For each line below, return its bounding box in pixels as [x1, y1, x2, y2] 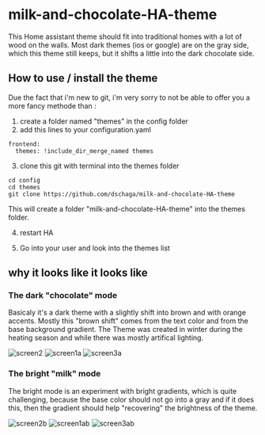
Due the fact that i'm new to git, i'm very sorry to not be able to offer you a [8, 93, 251, 102]
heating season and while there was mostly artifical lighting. [8, 333, 204, 342]
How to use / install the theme [8, 71, 158, 85]
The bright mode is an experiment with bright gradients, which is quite [8, 386, 237, 395]
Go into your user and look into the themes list [19, 243, 170, 253]
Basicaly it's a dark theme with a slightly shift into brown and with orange [8, 307, 247, 318]
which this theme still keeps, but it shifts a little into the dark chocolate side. [8, 48, 255, 58]
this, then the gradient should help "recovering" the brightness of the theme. [8, 403, 258, 413]
